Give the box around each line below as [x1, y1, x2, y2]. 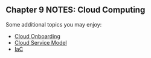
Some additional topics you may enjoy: [5, 21, 102, 28]
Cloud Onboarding [14, 33, 61, 40]
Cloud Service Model [14, 39, 67, 46]
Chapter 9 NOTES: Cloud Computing [5, 5, 146, 15]
